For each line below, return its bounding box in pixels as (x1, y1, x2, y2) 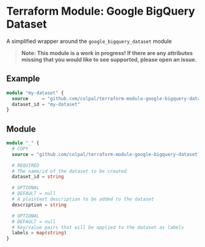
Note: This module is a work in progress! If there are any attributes (21, 49, 193, 56)
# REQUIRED (12, 162, 40, 169)
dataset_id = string (12, 174, 64, 180)
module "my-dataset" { (6, 90, 64, 96)
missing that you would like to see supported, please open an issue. (21, 56, 197, 63)
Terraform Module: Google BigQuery (6, 4, 195, 18)
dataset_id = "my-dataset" (12, 101, 81, 108)
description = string (12, 202, 67, 208)
